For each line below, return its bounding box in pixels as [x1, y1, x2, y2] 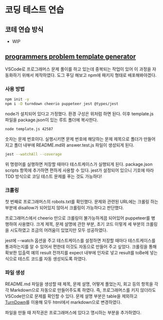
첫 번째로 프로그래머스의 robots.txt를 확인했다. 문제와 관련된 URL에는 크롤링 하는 [5, 198, 159, 204]
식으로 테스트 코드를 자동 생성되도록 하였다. [5, 256, 87, 262]
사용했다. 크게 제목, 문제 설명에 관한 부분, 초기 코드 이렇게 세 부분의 [18, 221, 145, 227]
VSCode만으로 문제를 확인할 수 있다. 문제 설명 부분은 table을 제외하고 [5, 293, 138, 299]
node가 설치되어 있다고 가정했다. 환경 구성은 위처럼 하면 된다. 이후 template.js [5, 110, 154, 117]
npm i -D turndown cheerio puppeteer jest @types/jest [5, 101, 119, 106]
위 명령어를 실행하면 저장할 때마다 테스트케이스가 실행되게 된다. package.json [5, 161, 153, 167]
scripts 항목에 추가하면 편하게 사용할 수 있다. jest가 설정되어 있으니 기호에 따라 [5, 167, 154, 173]
